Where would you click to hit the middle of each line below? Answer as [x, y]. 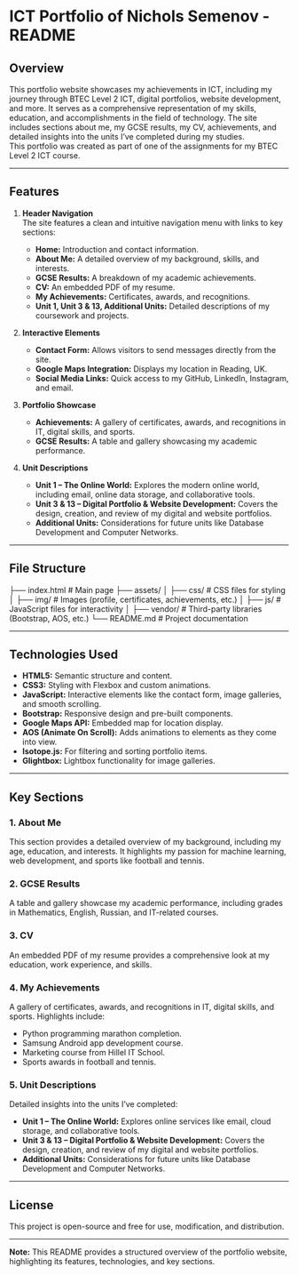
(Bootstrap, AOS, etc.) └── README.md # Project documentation [129, 618]
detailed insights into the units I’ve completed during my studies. [127, 136]
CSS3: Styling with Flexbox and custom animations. [116, 686]
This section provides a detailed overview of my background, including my [145, 842]
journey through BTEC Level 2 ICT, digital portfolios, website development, [145, 99]
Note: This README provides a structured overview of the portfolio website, [149, 1252]
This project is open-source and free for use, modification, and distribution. [147, 1227]
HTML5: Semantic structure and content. [97, 676]
